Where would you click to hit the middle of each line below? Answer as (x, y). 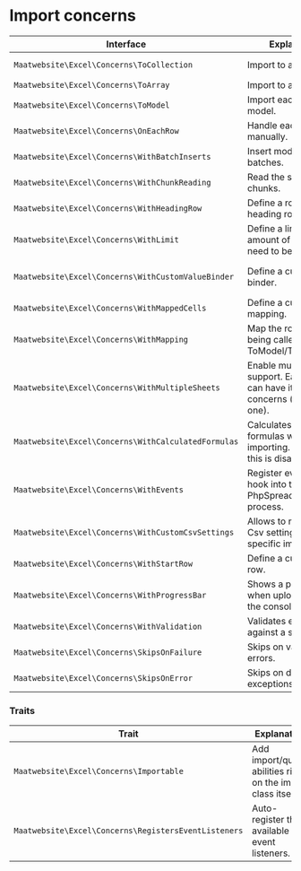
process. (266, 506)
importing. (269, 447)
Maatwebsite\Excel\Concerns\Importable (99, 771)
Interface (126, 44)
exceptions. (272, 684)
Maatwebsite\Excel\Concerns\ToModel (92, 105)
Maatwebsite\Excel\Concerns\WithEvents (99, 489)
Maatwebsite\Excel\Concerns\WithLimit (96, 240)
